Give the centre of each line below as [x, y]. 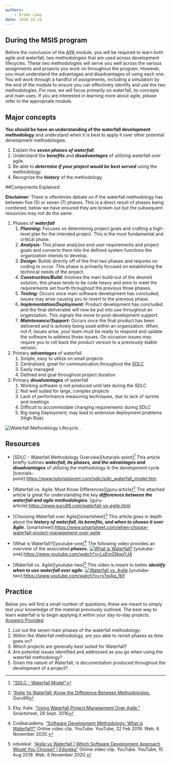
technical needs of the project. [52, 272]
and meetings [35, 402]
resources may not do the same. [39, 213]
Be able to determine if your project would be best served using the [85, 166]
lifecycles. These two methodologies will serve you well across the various [83, 63]
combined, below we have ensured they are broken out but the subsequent [84, 208]
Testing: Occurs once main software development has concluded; [90, 293]
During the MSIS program [46, 40]
